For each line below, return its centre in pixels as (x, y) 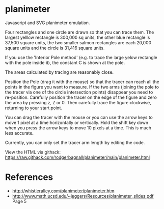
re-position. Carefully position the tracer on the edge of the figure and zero (81, 97)
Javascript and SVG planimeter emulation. (48, 23)
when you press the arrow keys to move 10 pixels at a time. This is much (78, 128)
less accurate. (19, 133)
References (29, 177)
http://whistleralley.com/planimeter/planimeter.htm (63, 191)
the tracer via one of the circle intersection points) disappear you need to (79, 92)
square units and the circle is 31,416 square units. (55, 48)
